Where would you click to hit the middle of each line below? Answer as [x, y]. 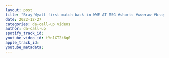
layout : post [19, 10]
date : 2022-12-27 [23, 19]
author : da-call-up [26, 29]
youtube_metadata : [24, 47]
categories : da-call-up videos [38, 24]
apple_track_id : [22, 43]
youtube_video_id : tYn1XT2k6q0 [38, 38]
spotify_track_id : [24, 33]
